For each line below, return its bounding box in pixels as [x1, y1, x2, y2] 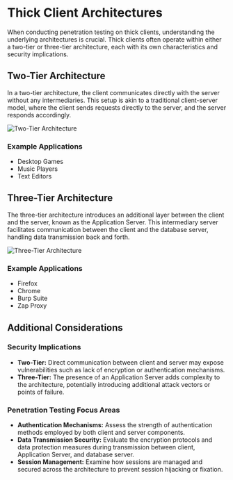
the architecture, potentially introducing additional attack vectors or [17, 380, 211, 388]
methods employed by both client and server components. [17, 429, 186, 437]
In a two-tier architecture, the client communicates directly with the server [7, 88, 220, 97]
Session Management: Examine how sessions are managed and [17, 458, 203, 466]
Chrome [17, 287, 41, 295]
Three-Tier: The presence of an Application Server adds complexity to [17, 373, 220, 381]
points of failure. [17, 388, 65, 396]
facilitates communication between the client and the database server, [7, 225, 209, 233]
